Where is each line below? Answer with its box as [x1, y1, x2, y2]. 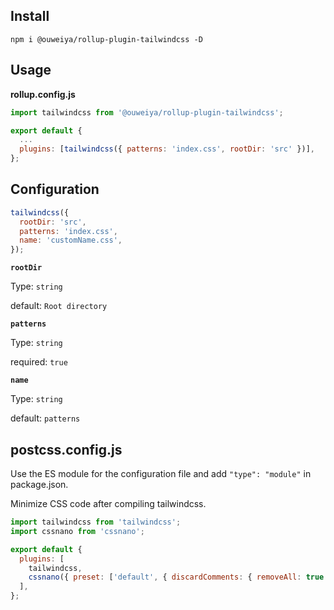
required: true [10, 356, 68, 368]
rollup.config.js [10, 88, 76, 100]
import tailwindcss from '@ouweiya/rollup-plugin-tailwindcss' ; [10, 107, 284, 118]
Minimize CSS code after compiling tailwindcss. [10, 498, 207, 509]
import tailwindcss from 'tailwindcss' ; [10, 517, 182, 527]
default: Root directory [10, 300, 108, 312]
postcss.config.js [10, 441, 123, 458]
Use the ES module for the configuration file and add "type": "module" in [10, 468, 312, 479]
